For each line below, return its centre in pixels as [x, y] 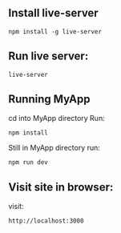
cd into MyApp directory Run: [57, 119]
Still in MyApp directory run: [54, 148]
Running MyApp [49, 99]
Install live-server [53, 13]
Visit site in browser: [61, 187]
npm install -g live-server [55, 31]
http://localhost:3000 [46, 221]
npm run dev [28, 163]
